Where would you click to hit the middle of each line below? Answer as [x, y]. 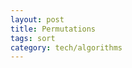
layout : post [37, 19]
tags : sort [33, 38]
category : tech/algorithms [66, 47]
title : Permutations [53, 29]
